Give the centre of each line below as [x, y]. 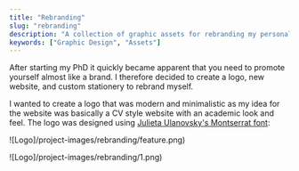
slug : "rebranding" [45, 26]
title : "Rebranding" [48, 17]
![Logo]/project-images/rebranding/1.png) [86, 158]
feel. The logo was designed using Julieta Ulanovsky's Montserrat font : [140, 123]
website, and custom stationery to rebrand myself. [101, 86]
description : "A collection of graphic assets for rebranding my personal [151, 34]
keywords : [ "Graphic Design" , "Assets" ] [85, 42]
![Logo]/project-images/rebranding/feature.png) [97, 140]
